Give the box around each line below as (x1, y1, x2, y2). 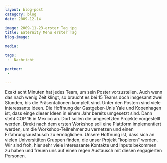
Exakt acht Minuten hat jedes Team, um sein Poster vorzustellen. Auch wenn (5, 89, 163, 95)
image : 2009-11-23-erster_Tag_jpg (5, 25, 77, 30)
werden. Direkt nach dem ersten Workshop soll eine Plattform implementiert (5, 121, 161, 127)
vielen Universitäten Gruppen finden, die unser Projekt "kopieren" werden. (5, 137, 158, 143)
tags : (5, 53, 16, 58)
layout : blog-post (5, 7, 43, 12)
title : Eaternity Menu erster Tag (5, 30, 77, 35)
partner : (5, 66, 23, 71)
